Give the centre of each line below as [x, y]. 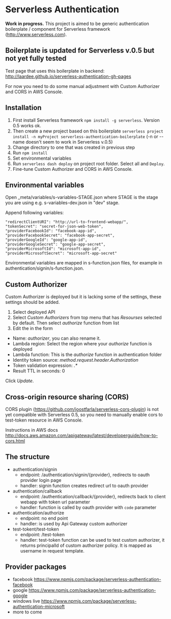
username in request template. [52, 550]
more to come [27, 612]
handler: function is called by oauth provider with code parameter [88, 507]
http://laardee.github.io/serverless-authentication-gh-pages [68, 76]
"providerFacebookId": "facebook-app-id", [51, 231]
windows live [26, 601]
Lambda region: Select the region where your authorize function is [82, 344]
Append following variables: [35, 213]
